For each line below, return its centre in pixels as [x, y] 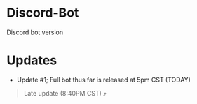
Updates [32, 60]
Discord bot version [35, 32]
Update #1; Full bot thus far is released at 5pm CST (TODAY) [103, 80]
